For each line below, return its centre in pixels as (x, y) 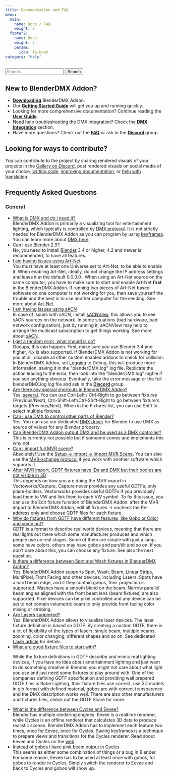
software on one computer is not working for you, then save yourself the (88, 293)
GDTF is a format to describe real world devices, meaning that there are (87, 529)
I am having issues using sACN (45, 309)
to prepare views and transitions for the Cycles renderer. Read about (84, 736)
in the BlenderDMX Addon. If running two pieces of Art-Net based (81, 288)
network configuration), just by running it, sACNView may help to (80, 325)
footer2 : (19, 33)
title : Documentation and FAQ (37, 10)
